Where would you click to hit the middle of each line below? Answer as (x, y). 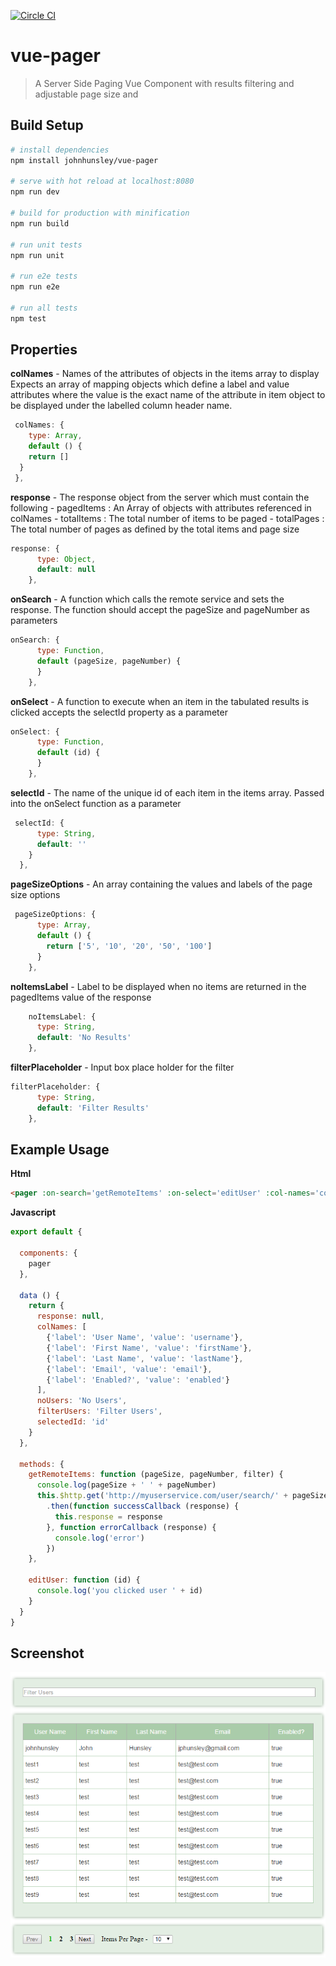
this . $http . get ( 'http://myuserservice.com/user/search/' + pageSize (182, 1496)
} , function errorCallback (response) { (131, 1527)
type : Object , (66, 559)
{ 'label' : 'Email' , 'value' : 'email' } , (129, 1369)
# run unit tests (46, 245)
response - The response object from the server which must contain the (160, 497)
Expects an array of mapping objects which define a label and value (150, 384)
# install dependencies (60, 150)
